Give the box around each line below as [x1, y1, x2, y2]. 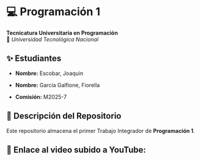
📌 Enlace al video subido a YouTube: [6, 145, 147, 155]
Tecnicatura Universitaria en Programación [6, 29, 118, 37]
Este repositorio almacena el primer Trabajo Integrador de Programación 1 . [6, 127, 196, 134]
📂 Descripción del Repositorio [6, 111, 122, 121]
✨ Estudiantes [6, 53, 62, 64]
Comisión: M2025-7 [15, 93, 67, 101]
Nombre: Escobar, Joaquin [15, 70, 84, 77]
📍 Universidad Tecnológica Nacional [6, 35, 99, 43]
